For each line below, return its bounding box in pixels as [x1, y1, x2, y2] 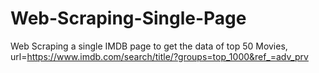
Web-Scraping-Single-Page [10, 7, 247, 30]
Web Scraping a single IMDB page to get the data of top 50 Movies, [10, 40, 288, 52]
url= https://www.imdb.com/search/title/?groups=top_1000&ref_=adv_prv [10, 50, 309, 62]
